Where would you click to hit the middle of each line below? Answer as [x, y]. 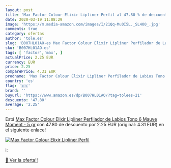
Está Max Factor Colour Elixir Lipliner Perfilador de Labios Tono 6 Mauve [81, 119]
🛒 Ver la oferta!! [22, 160]
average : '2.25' [22, 105]
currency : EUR [20, 62]
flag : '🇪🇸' [18, 86]
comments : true [21, 29]
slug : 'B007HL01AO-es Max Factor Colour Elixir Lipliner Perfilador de [83, 43]
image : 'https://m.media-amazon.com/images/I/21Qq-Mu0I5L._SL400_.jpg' [83, 24]
